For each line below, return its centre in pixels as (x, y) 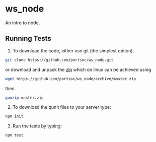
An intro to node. (23, 23)
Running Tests (28, 39)
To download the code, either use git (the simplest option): (73, 50)
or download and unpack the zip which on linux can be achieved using (78, 69)
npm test (14, 135)
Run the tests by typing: (37, 126)
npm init (14, 116)
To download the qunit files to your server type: (62, 107)
